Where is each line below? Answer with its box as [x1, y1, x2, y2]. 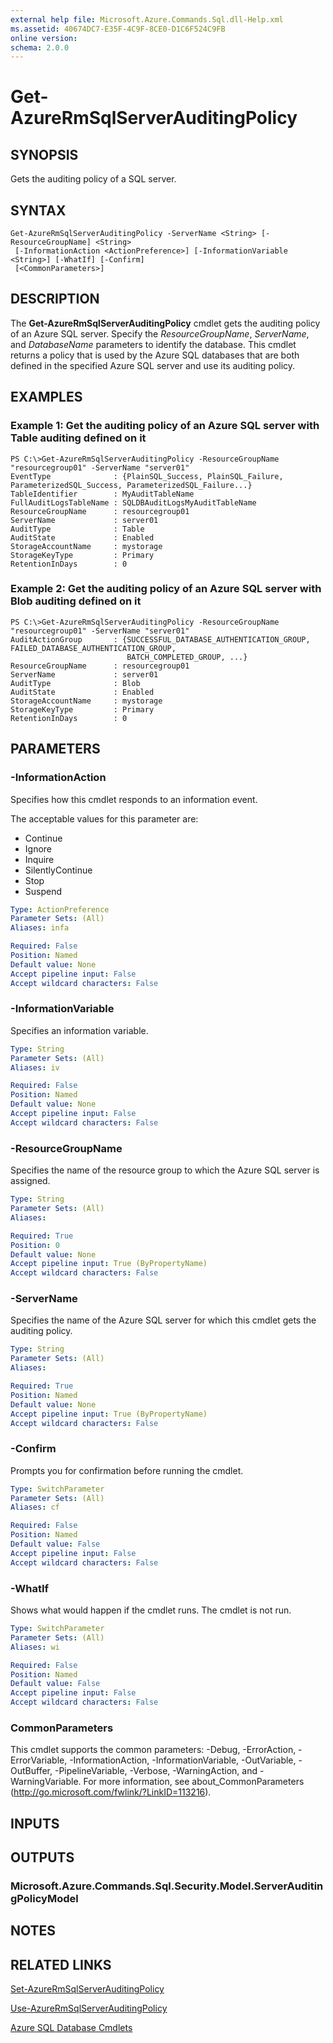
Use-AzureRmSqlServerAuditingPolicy [10, 2002, 168, 2015]
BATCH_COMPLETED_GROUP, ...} [126, 652, 248, 662]
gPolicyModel [10, 1892, 79, 1906]
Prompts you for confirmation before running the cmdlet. [10, 1464, 244, 1476]
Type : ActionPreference [10, 904, 110, 915]
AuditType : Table [10, 524, 145, 534]
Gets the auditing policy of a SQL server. [10, 173, 177, 185]
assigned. [10, 1175, 51, 1187]
